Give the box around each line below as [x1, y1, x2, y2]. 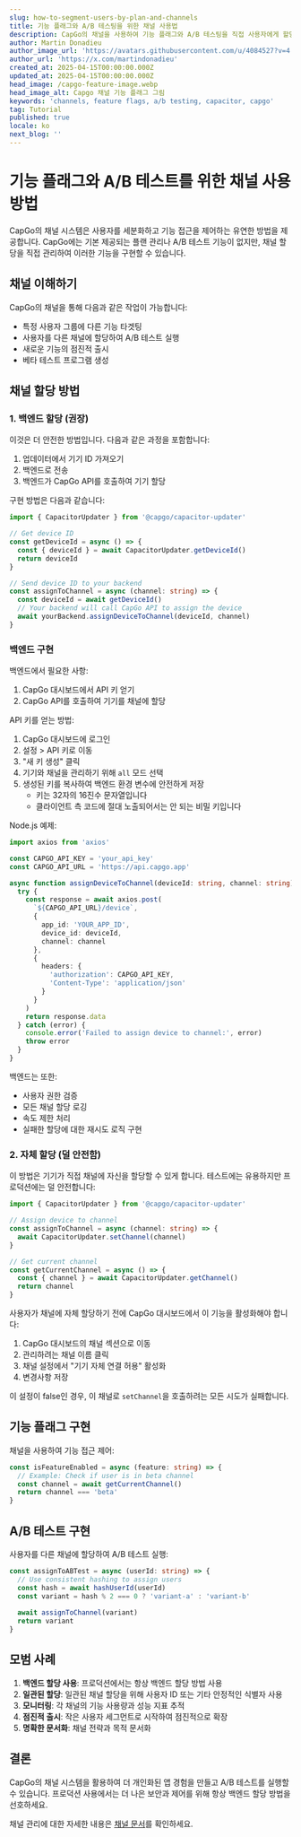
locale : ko [9, 122, 50, 131]
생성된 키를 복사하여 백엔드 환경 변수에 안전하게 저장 [21, 779, 204, 789]
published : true [9, 113, 70, 122]
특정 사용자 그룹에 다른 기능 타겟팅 [21, 320, 142, 332]
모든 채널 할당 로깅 [21, 1101, 88, 1112]
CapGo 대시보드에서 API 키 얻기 [21, 684, 135, 695]
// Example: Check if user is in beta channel [17, 1471, 194, 1480]
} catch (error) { [17, 1020, 87, 1030]
